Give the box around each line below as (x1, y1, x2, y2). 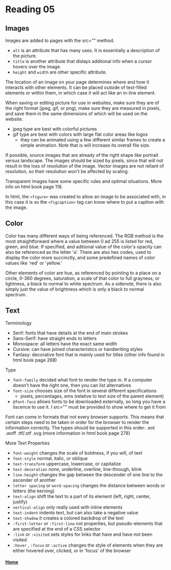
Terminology (5, 320, 32, 326)
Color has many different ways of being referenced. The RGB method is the (5, 232, 164, 239)
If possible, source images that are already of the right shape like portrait (5, 152, 159, 158)
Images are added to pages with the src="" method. (5, 37, 115, 43)
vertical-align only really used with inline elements (12, 504, 123, 510)
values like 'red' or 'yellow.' (5, 259, 62, 266)
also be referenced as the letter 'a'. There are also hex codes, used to (5, 249, 152, 255)
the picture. (12, 53, 37, 59)
